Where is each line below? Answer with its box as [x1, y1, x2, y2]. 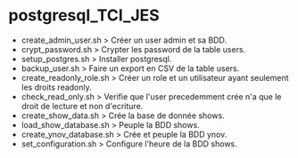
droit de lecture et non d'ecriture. [21, 100, 144, 111]
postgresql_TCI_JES [8, 5, 160, 26]
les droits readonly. [21, 82, 93, 92]
